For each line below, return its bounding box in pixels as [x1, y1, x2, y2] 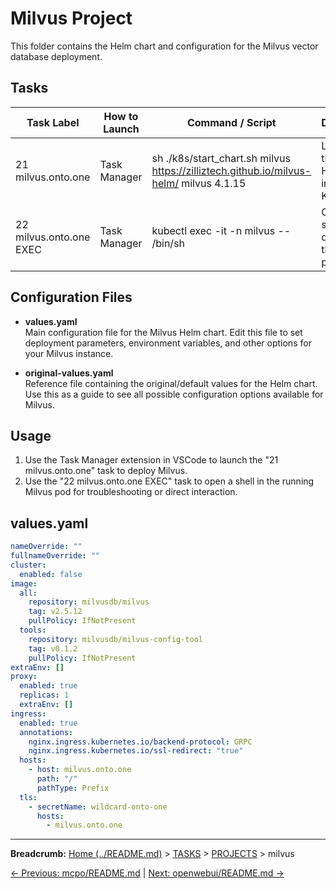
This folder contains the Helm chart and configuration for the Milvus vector [10, 40, 319, 52]
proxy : [10, 672, 38, 682]
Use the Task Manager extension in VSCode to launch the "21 [24, 454, 279, 466]
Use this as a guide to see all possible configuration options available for [24, 388, 324, 400]
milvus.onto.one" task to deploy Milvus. [24, 465, 188, 477]
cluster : [10, 560, 47, 570]
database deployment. [10, 50, 103, 62]
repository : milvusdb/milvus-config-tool [28, 634, 203, 644]
